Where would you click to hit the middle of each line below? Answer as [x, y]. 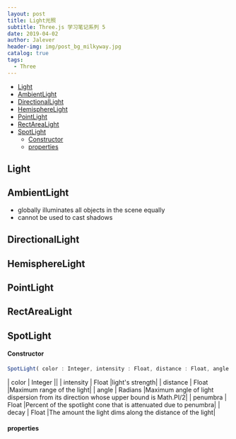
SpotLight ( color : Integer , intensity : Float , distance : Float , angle [118, 368]
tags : [15, 60]
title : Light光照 [32, 21]
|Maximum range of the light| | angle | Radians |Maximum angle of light [111, 390]
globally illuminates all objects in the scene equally [91, 210]
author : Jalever [31, 40]
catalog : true [28, 54]
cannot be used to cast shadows [65, 217]
